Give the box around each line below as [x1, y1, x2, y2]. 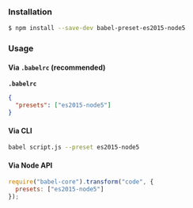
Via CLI [8, 126, 32, 135]
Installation [8, 6, 53, 17]
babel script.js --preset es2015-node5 [8, 143, 140, 152]
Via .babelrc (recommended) [8, 62, 106, 72]
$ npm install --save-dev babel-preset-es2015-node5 [8, 25, 186, 32]
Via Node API [8, 161, 53, 170]
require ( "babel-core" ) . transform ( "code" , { [8, 178, 154, 186]
